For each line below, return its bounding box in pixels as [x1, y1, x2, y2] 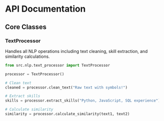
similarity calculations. [5, 53, 50, 59]
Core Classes [5, 23, 47, 31]
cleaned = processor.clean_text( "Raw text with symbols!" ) [5, 85, 128, 90]
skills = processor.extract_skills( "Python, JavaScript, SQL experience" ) [5, 98, 161, 103]
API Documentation [5, 3, 86, 15]
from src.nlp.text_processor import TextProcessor [5, 63, 110, 68]
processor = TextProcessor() [5, 71, 64, 76]
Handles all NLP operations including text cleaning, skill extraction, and [5, 48, 148, 54]
